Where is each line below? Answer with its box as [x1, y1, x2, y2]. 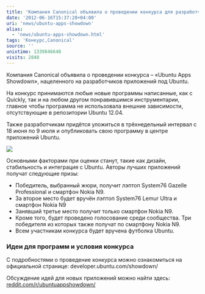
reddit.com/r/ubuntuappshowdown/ [6, 281, 96, 288]
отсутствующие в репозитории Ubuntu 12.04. [6, 109, 124, 116]
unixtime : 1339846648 [6, 49, 62, 55]
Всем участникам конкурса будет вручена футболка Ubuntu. [15, 227, 175, 234]
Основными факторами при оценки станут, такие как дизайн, [6, 157, 167, 164]
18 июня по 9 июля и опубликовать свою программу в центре [6, 127, 168, 134]
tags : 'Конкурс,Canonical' [6, 37, 75, 43]
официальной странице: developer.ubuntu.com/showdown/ [6, 262, 159, 270]
